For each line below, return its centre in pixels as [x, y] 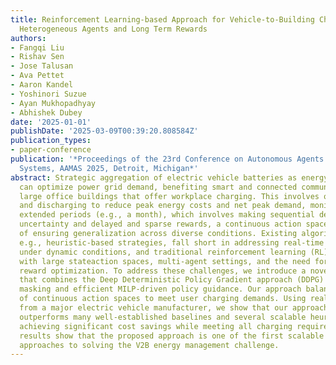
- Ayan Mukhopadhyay [53, 103]
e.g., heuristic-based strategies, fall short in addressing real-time [172, 242]
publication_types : [51, 141]
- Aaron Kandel [42, 85]
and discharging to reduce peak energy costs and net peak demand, [163, 206]
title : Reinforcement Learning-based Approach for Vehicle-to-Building [162, 19]
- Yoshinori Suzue [48, 94]
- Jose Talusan [42, 66]
